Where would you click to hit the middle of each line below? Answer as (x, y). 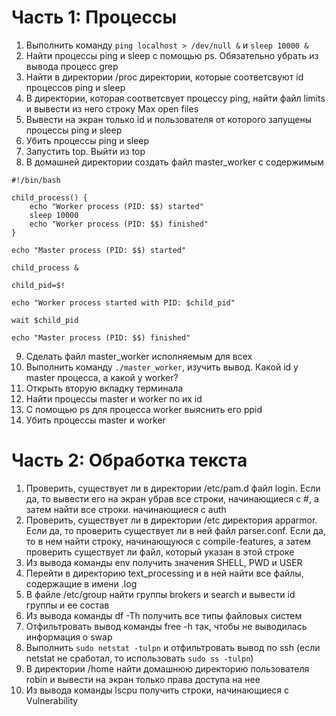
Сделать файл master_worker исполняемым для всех (139, 356)
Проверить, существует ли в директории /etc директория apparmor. (171, 520)
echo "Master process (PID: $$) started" (99, 250)
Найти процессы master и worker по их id (114, 398)
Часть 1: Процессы (94, 17)
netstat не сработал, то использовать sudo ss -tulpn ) (139, 658)
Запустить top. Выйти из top (85, 151)
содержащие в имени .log (81, 583)
